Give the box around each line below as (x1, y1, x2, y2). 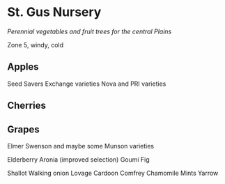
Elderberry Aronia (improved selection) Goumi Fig (7, 155, 150, 164)
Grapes (7, 123, 40, 135)
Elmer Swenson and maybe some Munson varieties (7, 141, 155, 150)
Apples (7, 61, 40, 73)
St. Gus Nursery (7, 4, 102, 20)
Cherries (7, 100, 47, 112)
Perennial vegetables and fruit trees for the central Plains (7, 27, 172, 36)
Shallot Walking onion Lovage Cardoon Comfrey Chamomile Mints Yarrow (7, 169, 219, 177)
